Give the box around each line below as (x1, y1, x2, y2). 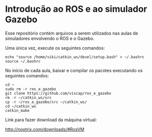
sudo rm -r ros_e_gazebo (5, 86, 56, 92)
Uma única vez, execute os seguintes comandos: (5, 45, 105, 51)
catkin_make (5, 108, 30, 113)
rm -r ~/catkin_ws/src (5, 95, 52, 100)
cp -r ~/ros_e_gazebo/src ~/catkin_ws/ (5, 100, 87, 104)
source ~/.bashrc (5, 59, 41, 64)
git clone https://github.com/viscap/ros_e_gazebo (5, 91, 112, 96)
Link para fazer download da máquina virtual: (5, 117, 97, 123)
